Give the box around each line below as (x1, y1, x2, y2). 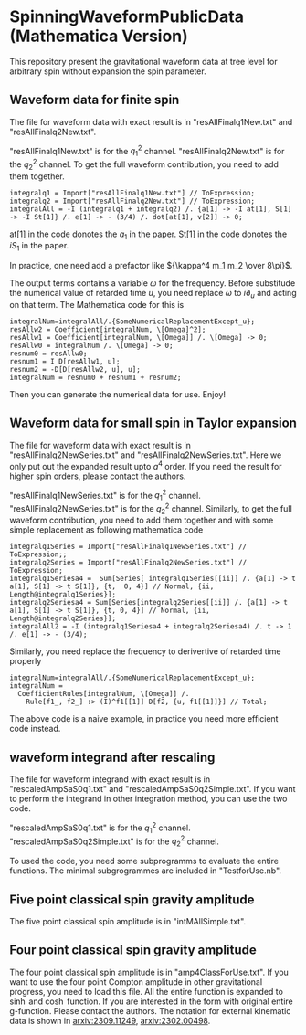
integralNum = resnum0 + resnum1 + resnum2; (9, 373, 182, 383)
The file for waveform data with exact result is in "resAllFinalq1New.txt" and (9, 116, 293, 127)
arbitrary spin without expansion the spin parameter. (9, 66, 207, 77)
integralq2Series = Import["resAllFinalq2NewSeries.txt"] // (9, 558, 248, 567)
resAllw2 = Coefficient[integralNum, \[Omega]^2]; (9, 325, 206, 334)
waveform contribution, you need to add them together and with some (9, 514, 274, 526)
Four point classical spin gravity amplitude (9, 943, 258, 958)
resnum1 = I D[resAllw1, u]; (9, 357, 121, 366)
